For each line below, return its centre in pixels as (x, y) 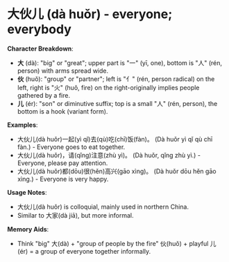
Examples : (23, 125)
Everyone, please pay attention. (62, 163)
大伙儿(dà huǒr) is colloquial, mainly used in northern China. (103, 207)
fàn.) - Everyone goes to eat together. (71, 147)
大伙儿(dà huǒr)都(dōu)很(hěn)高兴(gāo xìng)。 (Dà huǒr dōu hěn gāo (117, 171)
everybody (39, 29)
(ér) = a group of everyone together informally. (84, 251)
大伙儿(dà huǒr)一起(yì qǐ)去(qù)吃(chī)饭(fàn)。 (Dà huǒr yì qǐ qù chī (115, 139)
